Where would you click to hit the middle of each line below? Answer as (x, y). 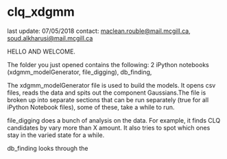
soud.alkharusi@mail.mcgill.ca (50, 38)
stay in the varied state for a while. (56, 135)
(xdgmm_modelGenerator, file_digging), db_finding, (80, 72)
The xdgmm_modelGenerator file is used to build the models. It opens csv (111, 85)
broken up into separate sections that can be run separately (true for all (108, 99)
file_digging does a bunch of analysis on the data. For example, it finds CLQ (114, 120)
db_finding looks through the (48, 148)
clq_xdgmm (41, 12)
